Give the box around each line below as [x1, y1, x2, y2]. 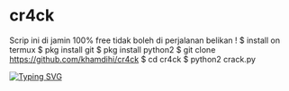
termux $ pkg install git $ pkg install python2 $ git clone [9, 44, 216, 54]
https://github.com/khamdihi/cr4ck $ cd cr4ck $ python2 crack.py [9, 54, 257, 64]
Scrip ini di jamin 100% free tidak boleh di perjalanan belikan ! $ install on [9, 35, 281, 45]
